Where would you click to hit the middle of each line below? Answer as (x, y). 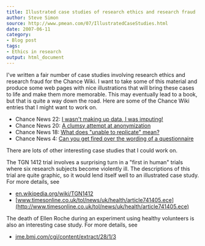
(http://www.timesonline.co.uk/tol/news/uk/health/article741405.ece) (102, 206)
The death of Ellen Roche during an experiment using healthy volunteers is (100, 218)
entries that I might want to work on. (52, 107)
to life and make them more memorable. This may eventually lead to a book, (102, 94)
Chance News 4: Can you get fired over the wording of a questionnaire (104, 139)
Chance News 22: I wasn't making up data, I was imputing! (89, 119)
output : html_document (35, 57)
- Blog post (21, 40)
